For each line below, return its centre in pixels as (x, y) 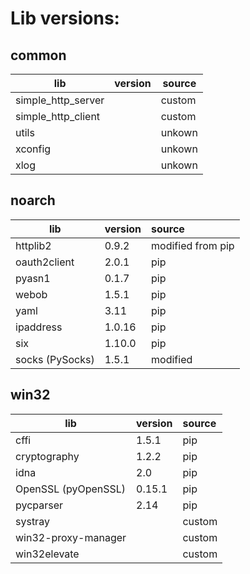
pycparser (39, 505)
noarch (33, 200)
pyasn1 (33, 278)
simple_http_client (58, 116)
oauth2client (45, 262)
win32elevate (47, 554)
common (38, 55)
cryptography (47, 456)
